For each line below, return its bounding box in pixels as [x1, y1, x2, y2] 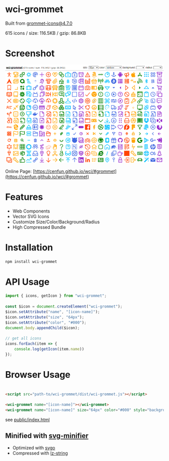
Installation [5, 241, 53, 253]
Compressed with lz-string [12, 450, 68, 456]
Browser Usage [5, 369, 71, 380]
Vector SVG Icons [12, 213, 49, 219]
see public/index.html [5, 417, 50, 423]
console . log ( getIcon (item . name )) [14, 347, 84, 352]
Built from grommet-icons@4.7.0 [5, 20, 73, 26]
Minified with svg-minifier [5, 431, 89, 440]
